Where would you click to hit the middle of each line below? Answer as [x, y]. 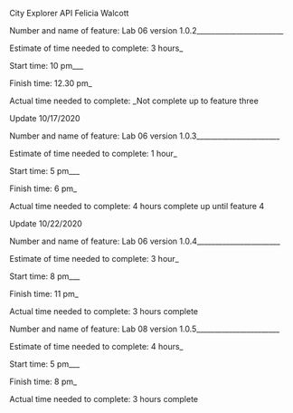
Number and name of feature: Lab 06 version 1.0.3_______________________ [145, 136]
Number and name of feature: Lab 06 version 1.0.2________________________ [146, 30]
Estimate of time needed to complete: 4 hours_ [96, 346]
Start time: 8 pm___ [45, 276]
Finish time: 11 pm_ [44, 294]
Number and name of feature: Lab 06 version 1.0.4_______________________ [145, 241]
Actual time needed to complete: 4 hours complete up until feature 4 [137, 206]
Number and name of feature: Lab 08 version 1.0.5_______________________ [145, 329]
